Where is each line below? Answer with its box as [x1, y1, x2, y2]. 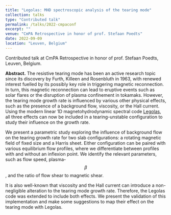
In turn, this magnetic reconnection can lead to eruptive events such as [5, 87, 155, 93]
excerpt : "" [5, 27, 31, 32]
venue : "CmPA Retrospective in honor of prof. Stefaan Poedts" [5, 31, 143, 36]
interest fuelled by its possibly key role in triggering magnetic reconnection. [5, 81, 164, 87]
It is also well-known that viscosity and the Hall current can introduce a [5, 182, 155, 188]
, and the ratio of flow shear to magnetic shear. [5, 172, 104, 178]
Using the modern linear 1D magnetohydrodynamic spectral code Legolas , [5, 108, 162, 114]
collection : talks [5, 12, 44, 17]
